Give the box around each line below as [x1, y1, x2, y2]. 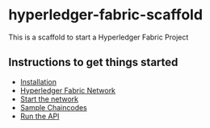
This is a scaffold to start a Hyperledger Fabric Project [8, 32, 189, 42]
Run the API [19, 111, 60, 121]
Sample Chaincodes [19, 102, 87, 112]
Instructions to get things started [8, 56, 178, 69]
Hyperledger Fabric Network [19, 85, 115, 95]
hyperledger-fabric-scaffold [8, 6, 204, 24]
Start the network [19, 94, 79, 104]
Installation [19, 76, 57, 86]
